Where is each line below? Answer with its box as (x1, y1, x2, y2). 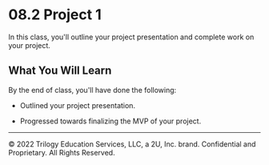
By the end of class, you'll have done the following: (8, 85, 177, 95)
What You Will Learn (8, 64, 112, 78)
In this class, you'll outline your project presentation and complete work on (8, 32, 255, 42)
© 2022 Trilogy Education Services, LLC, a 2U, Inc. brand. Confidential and (8, 139, 256, 149)
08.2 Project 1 (8, 6, 102, 24)
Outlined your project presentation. (19, 100, 136, 110)
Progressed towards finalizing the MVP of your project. (19, 116, 202, 126)
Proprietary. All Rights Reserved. (8, 147, 115, 157)
